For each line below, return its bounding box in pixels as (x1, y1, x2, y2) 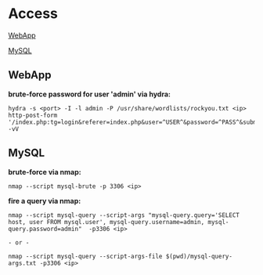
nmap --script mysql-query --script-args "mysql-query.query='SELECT (8, 211, 240, 219)
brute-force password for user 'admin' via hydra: (8, 89, 171, 99)
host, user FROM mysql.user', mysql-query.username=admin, (8, 218, 205, 226)
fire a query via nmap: (8, 196, 81, 205)
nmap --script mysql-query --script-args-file (8, 252, 163, 260)
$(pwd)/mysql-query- (165, 252, 233, 260)
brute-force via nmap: (8, 167, 81, 176)
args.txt (8, 259, 37, 267)
